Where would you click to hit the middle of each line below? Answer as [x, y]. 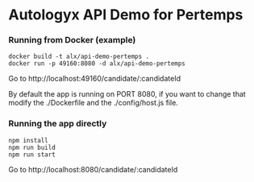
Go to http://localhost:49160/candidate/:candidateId [95, 79]
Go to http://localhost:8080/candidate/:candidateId [93, 169]
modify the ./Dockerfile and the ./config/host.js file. [94, 103]
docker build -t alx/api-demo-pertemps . [79, 57]
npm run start [32, 155]
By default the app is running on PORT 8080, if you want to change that [127, 94]
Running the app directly [58, 124]
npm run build [32, 147]
